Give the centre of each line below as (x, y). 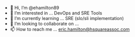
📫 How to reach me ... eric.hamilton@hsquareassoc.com (70, 29)
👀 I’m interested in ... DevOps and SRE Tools (56, 13)
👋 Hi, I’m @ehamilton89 (35, 8)
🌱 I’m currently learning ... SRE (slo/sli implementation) (67, 18)
